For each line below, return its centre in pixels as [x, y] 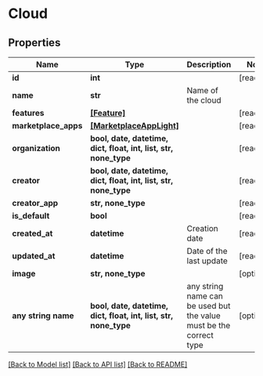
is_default [31, 216]
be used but [209, 306]
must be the [209, 325]
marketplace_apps [47, 126]
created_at [32, 233]
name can [205, 296]
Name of [203, 90]
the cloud [204, 100]
